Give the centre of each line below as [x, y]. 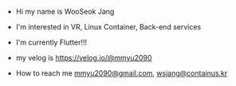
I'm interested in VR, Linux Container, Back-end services [108, 27]
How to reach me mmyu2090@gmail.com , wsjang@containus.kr [122, 73]
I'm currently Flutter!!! [51, 42]
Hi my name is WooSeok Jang [65, 12]
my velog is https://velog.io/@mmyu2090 [84, 58]
